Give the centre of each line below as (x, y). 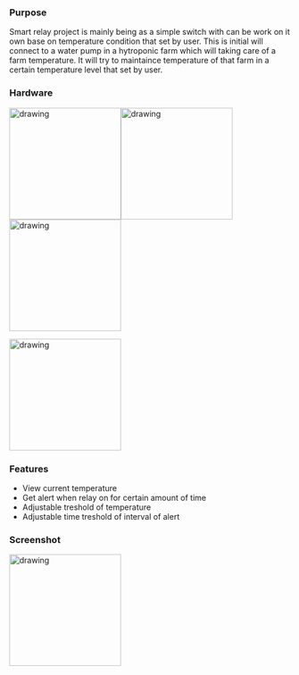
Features (29, 469)
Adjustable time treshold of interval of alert (101, 516)
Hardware (31, 93)
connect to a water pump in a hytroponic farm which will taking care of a (143, 51)
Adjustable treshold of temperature (87, 507)
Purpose (28, 12)
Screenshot (35, 539)
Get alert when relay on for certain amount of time (114, 497)
